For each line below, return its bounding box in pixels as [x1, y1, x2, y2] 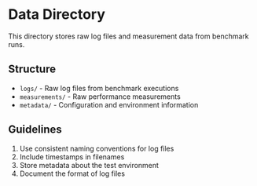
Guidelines [8, 123, 62, 137]
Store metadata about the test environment [19, 160, 160, 170]
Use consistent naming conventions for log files [19, 144, 174, 153]
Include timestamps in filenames [19, 151, 125, 162]
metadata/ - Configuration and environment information [19, 100, 199, 109]
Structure [8, 63, 57, 76]
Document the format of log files [19, 169, 126, 178]
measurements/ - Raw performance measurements [19, 92, 181, 101]
